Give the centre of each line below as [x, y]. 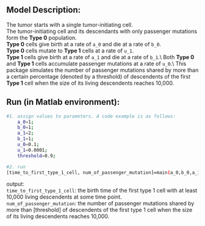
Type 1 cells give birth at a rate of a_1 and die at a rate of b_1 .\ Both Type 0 [100, 57]
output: [15, 184]
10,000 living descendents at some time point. [64, 197]
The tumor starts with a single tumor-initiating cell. [70, 24]
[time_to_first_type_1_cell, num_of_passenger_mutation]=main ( [88, 172]
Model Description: [44, 10]
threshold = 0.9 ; [37, 156]
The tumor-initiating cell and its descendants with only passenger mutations [102, 31]
